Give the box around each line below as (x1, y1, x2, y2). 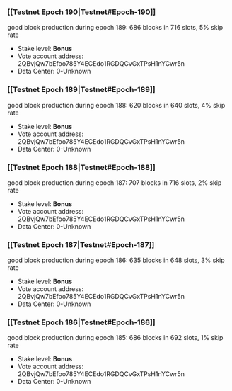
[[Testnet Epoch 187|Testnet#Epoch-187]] (7, 239, 155, 249)
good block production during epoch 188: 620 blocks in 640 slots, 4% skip (7, 101, 226, 109)
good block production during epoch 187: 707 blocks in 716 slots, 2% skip (7, 178, 222, 187)
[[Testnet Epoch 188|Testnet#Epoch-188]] (7, 162, 156, 172)
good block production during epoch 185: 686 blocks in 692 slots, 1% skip (7, 334, 224, 342)
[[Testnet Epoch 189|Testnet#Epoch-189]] (7, 85, 156, 95)
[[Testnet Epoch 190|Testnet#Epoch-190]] (7, 7, 156, 17)
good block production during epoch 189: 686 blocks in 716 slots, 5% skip (7, 23, 224, 32)
